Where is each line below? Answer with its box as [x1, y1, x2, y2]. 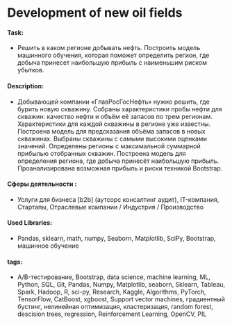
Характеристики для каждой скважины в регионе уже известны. [17, 120, 210, 128]
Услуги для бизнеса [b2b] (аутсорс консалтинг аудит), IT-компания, [17, 195, 219, 203]
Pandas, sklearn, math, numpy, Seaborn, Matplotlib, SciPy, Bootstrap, [17, 235, 217, 242]
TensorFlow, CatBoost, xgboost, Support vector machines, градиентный [17, 295, 226, 303]
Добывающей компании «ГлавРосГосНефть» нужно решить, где [17, 97, 210, 106]
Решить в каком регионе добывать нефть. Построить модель [17, 44, 200, 52]
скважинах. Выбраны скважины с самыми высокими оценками [17, 134, 207, 143]
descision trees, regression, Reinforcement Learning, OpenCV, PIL [17, 310, 207, 318]
